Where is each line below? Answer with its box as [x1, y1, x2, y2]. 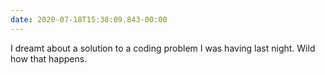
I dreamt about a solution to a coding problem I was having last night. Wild [10, 42, 316, 54]
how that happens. [10, 52, 88, 65]
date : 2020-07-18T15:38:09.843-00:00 [10, 14, 168, 25]
